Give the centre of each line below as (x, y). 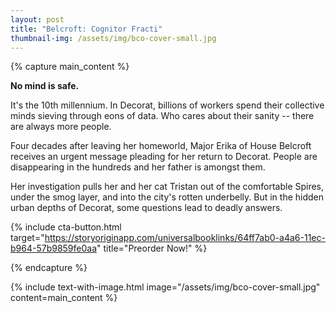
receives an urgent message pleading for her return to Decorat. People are (164, 157)
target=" (27, 238)
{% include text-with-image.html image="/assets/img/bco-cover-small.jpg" (165, 287)
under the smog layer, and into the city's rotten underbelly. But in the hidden (167, 197)
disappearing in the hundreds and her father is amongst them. (138, 167)
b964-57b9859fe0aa (54, 248)
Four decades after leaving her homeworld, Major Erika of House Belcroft (161, 146)
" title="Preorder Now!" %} (152, 248)
